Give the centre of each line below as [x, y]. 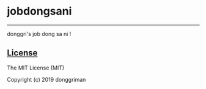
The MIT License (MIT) [36, 68]
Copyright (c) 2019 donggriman [46, 79]
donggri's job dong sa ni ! [39, 34]
